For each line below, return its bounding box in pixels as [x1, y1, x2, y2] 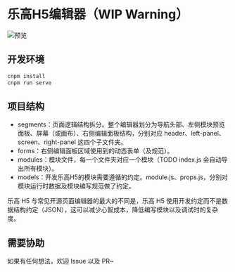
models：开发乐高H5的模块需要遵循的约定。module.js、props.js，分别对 [17, 173, 229, 181]
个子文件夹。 [89, 138, 127, 146]
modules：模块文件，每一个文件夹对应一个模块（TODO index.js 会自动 [17, 155, 222, 164]
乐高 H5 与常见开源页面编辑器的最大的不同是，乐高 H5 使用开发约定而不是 [7, 197, 222, 205]
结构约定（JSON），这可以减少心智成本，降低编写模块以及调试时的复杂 [13, 205, 219, 214]
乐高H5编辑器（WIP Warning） [7, 6, 189, 22]
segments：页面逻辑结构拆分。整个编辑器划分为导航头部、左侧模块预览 [17, 120, 225, 129]
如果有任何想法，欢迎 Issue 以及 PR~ [7, 257, 115, 266]
